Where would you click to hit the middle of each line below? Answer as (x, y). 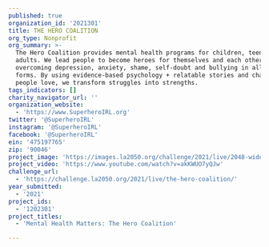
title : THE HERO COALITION (53, 30)
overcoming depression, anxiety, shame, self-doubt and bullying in (132, 68)
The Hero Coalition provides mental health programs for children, (130, 53)
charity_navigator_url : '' (53, 98)
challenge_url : (34, 172)
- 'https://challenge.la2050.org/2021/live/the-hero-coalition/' (127, 179)
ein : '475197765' (37, 142)
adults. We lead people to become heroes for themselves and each (128, 61)
